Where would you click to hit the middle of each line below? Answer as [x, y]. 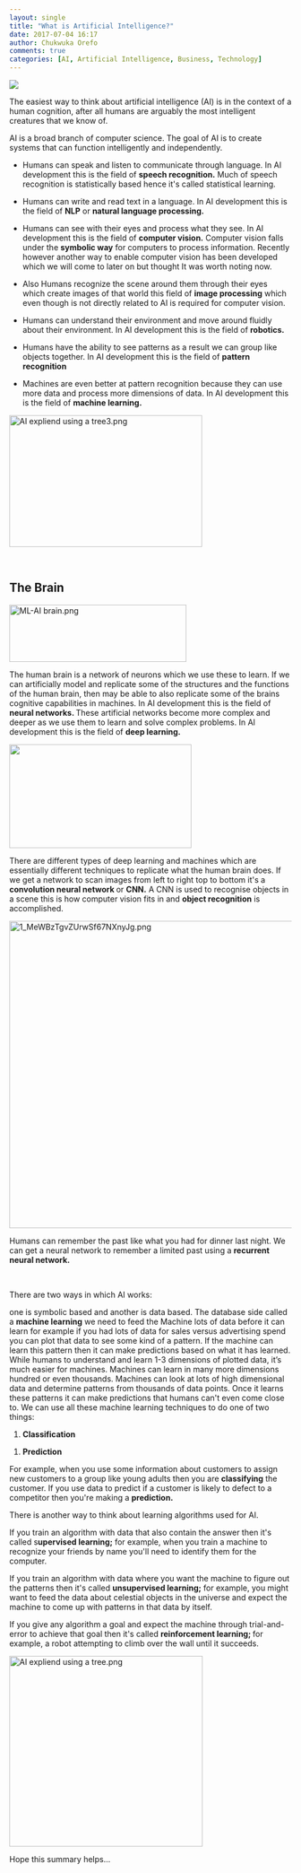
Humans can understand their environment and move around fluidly [147, 320]
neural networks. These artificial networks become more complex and [140, 712]
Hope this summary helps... [60, 1859]
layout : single [38, 17]
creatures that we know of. [59, 121]
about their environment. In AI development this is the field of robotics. [153, 330]
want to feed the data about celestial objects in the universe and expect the [148, 1597]
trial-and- [267, 1624]
